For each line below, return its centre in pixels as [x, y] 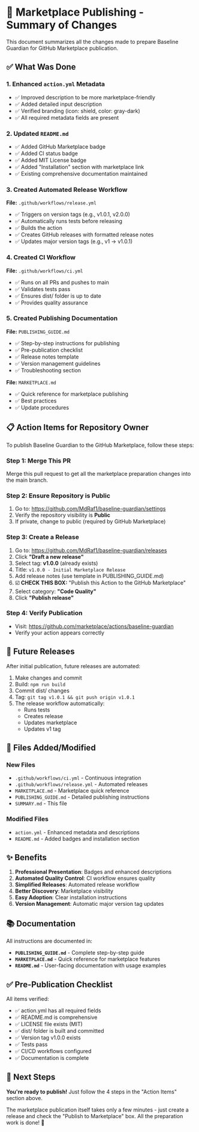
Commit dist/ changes [42, 691]
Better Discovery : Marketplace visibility [64, 891]
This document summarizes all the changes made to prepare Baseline [92, 42]
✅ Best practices [36, 401]
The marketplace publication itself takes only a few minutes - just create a [97, 1110]
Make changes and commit [48, 678]
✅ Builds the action [39, 228]
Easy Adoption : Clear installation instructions [71, 897]
